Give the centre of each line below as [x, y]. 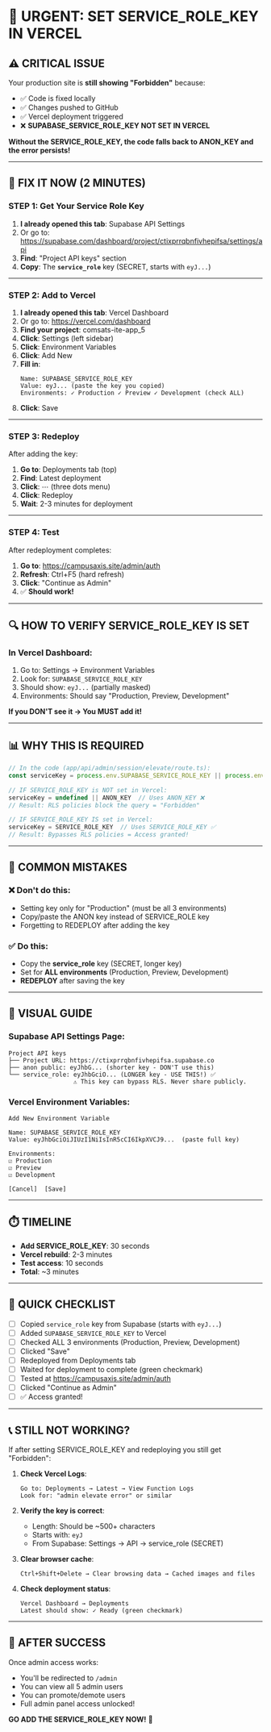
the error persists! [40, 150]
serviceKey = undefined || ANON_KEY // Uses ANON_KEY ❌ [106, 798]
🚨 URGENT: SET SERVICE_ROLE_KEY [134, 17]
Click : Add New [46, 355]
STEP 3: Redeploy [44, 436]
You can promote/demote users [73, 1695]
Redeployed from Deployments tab [78, 1360]
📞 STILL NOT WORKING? [69, 1430]
